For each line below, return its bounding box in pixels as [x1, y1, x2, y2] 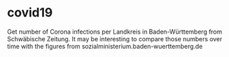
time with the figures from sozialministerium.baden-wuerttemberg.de [7, 42, 203, 50]
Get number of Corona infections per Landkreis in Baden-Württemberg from [7, 27, 222, 36]
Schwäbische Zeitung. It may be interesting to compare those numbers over [7, 34, 223, 43]
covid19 [7, 5, 53, 21]
